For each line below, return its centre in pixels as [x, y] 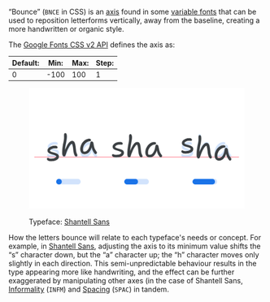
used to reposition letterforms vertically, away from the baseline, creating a [134, 20]
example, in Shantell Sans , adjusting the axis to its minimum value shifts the [135, 246]
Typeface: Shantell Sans [69, 222]
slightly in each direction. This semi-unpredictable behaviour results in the [133, 264]
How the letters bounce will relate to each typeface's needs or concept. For [135, 238]
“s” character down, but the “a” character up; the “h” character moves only [134, 255]
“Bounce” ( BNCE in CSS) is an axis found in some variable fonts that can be [133, 12]
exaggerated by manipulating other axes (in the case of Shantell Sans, [126, 281]
